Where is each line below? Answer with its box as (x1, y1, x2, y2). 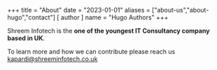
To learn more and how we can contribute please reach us (7, 48, 176, 55)
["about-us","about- (151, 6, 209, 14)
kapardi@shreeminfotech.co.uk (7, 55, 98, 63)
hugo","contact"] (7, 13, 56, 21)
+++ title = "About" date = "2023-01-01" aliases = (7, 6, 150, 14)
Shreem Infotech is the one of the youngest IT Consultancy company (7, 27, 210, 35)
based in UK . (7, 34, 45, 42)
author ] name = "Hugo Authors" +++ (60, 13, 169, 21)
